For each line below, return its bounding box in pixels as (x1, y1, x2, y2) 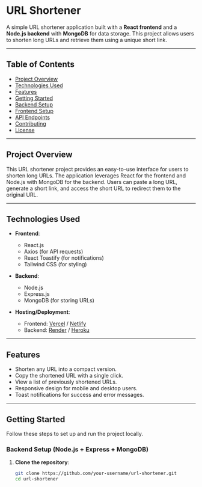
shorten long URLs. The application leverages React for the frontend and (6, 172, 186, 179)
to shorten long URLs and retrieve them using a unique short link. (6, 36, 167, 43)
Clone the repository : (14, 459, 70, 466)
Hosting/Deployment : (14, 308, 70, 316)
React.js (23, 242, 44, 249)
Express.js (23, 290, 50, 298)
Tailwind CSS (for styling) (23, 261, 87, 268)
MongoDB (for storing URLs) (23, 297, 95, 304)
